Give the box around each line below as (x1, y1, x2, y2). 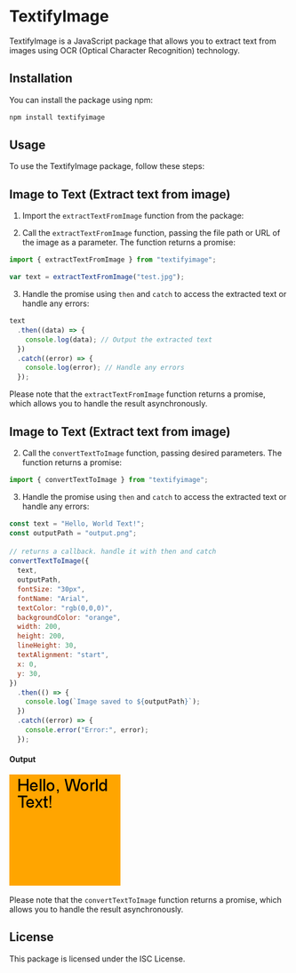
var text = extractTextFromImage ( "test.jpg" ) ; (9, 273, 185, 282)
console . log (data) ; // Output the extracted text (25, 335, 213, 344)
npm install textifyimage (9, 113, 105, 122)
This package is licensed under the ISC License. (9, 953, 186, 964)
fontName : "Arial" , (17, 594, 90, 603)
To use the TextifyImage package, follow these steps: (9, 161, 205, 172)
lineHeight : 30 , (17, 641, 77, 650)
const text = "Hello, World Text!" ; (9, 519, 145, 528)
